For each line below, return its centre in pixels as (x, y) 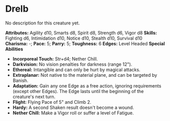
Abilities (14, 49)
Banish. (21, 80)
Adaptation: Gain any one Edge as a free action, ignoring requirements (87, 86)
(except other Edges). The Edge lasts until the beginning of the (78, 91)
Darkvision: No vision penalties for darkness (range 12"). (72, 64)
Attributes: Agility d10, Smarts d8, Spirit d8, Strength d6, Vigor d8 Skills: (81, 33)
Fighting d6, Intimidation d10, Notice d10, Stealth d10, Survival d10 (74, 38)
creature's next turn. (34, 97)
